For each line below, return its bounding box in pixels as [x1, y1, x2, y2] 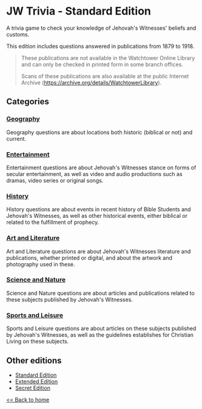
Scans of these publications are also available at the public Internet [21, 72, 189, 79]
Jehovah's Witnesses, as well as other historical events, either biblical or [6, 212, 188, 220]
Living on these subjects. [6, 338, 69, 345]
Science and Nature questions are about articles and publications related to [6, 289, 195, 297]
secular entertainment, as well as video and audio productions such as [6, 170, 183, 177]
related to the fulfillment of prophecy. [6, 218, 99, 226]
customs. [6, 30, 30, 38]
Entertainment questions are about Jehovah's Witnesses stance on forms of [6, 164, 197, 171]
